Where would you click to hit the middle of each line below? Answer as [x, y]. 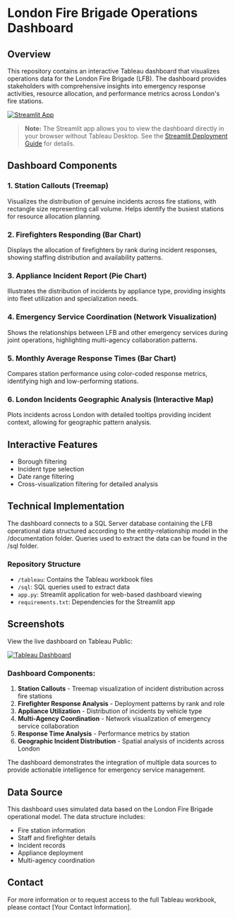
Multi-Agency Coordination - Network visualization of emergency [114, 719]
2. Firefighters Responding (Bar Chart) [74, 235]
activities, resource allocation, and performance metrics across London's [114, 94]
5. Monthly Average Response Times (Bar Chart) [92, 358]
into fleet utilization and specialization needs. [73, 299]
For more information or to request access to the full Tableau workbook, [112, 900]
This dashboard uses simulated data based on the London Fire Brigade [110, 809]
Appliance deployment [50, 853]
